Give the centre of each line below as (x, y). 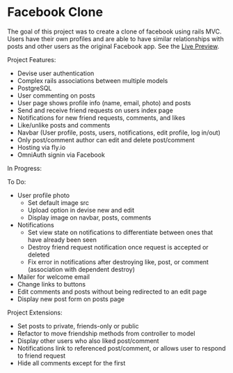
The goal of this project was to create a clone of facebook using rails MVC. (114, 31)
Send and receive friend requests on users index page (95, 110)
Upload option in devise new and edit (81, 210)
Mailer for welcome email (54, 277)
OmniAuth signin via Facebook (61, 155)
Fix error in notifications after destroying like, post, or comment (118, 261)
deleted (39, 254)
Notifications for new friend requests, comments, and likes (101, 117)
